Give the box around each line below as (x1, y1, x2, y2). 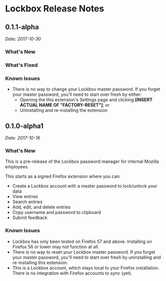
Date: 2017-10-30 (5, 36, 41, 42)
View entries (12, 194, 38, 200)
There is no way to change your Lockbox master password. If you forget (12, 86, 161, 92)
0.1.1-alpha (5, 23, 39, 31)
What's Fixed (5, 62, 38, 69)
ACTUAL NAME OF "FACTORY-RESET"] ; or (19, 102, 110, 108)
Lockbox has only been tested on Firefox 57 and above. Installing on (12, 238, 153, 244)
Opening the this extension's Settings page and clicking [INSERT (19, 97, 153, 103)
